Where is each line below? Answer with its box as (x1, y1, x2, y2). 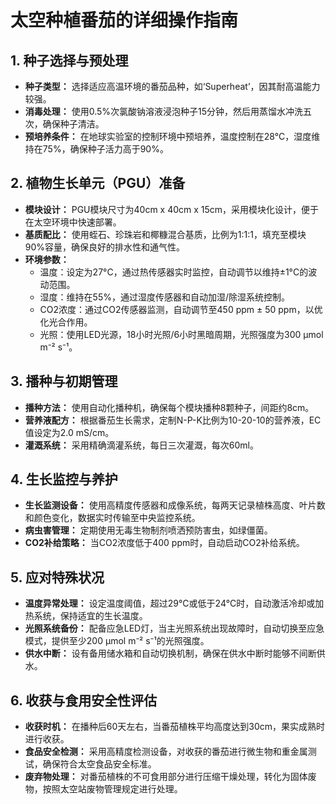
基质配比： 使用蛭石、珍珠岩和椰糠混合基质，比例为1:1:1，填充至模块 (24, 228, 307, 240)
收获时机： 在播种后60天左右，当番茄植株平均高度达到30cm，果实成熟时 (24, 721, 325, 733)
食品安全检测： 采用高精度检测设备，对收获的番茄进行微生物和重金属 (24, 746, 308, 758)
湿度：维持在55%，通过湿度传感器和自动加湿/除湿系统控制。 (39, 291, 290, 303)
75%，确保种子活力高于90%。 (42, 143, 169, 155)
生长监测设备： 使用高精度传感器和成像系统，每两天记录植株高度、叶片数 (24, 499, 326, 511)
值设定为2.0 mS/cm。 (24, 426, 115, 438)
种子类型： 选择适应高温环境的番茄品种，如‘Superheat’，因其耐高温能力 (24, 81, 321, 92)
